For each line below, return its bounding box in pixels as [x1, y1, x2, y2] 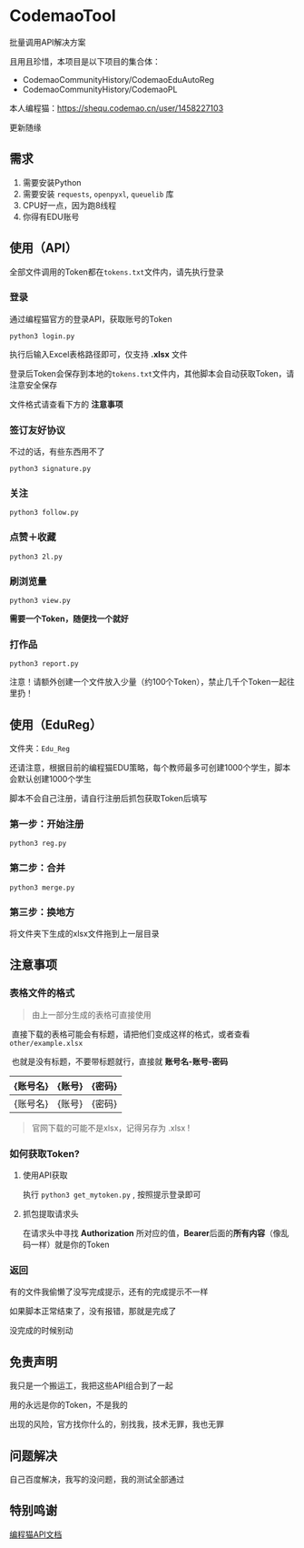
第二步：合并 [9, 861, 66, 874]
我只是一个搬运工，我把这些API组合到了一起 [9, 1380, 174, 1392]
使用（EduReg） [9, 717, 103, 732]
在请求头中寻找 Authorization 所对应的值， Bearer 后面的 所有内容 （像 [22, 1228, 281, 1239]
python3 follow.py [9, 508, 79, 518]
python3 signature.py [9, 465, 92, 474]
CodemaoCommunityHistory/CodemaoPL [22, 84, 178, 95]
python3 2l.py [9, 552, 64, 561]
